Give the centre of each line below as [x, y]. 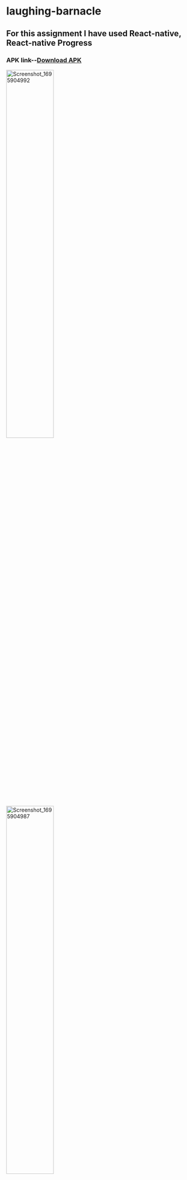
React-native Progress [49, 43]
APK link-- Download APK [44, 60]
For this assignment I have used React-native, [94, 34]
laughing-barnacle [54, 11]
